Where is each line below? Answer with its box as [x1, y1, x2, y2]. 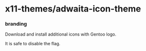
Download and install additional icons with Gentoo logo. [5, 31, 117, 37]
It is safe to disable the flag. [5, 41, 61, 47]
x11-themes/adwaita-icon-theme [5, 3, 141, 14]
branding [5, 21, 27, 27]
